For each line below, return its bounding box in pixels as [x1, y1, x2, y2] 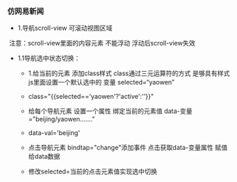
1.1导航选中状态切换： [17, 54, 81, 63]
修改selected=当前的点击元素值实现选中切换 [28, 167, 158, 176]
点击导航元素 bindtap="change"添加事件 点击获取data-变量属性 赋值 [28, 144, 228, 152]
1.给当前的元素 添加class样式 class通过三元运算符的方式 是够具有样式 [28, 69, 231, 77]
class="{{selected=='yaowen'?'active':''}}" [28, 92, 154, 101]
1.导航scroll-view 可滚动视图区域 [17, 23, 113, 33]
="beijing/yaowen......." [28, 115, 96, 124]
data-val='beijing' [28, 129, 80, 137]
